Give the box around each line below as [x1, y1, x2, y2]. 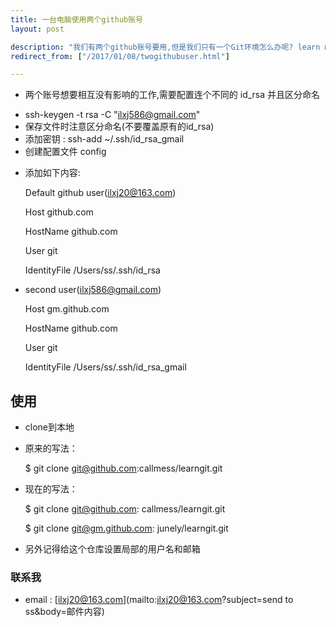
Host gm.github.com [24, 303, 110, 315]
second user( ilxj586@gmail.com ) [24, 284, 162, 296]
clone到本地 [24, 421, 75, 433]
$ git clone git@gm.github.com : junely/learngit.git [24, 522, 229, 535]
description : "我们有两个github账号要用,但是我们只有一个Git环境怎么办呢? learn [10, 42, 321, 52]
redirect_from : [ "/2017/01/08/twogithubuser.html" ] [10, 51, 230, 61]
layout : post [10, 24, 65, 34]
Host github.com [24, 206, 94, 218]
